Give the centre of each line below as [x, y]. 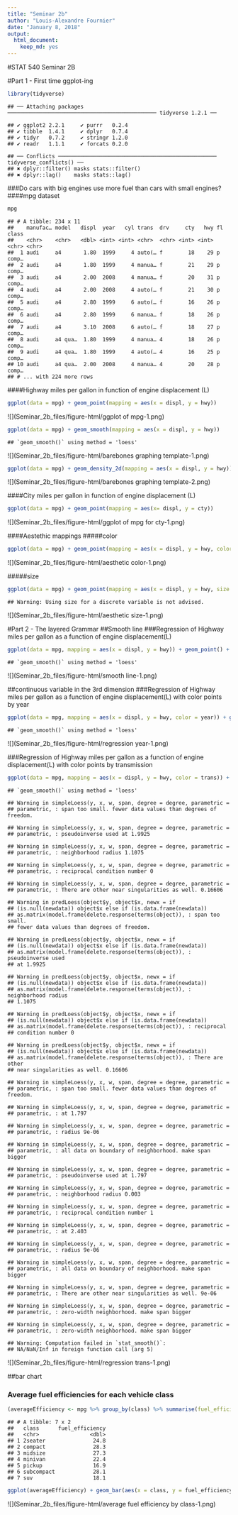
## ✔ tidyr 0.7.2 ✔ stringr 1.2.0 [68, 138]
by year [18, 704]
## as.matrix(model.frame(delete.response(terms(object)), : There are [115, 1057]
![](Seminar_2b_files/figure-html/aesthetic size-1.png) [86, 615]
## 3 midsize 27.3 [57, 1453]
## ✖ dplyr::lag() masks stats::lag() [69, 175]
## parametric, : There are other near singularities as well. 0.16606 [115, 890]
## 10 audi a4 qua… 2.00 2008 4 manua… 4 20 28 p [114, 364]
